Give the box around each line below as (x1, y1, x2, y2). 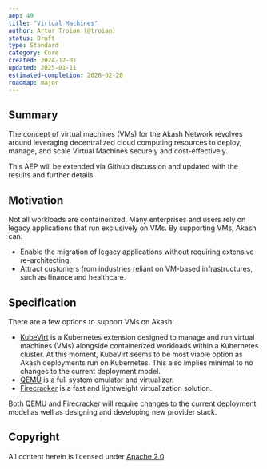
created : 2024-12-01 (8, 57, 78, 65)
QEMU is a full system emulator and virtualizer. (19, 375, 174, 384)
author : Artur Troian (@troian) (8, 26, 116, 34)
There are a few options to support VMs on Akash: (8, 316, 174, 326)
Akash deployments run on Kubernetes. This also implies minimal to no (19, 357, 253, 368)
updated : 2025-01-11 (8, 64, 78, 72)
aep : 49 (8, 11, 34, 20)
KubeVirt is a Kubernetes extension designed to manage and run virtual (19, 332, 255, 342)
